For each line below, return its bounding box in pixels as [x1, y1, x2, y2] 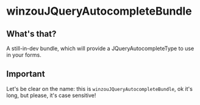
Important [6, 69, 45, 79]
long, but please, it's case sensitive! [6, 92, 96, 99]
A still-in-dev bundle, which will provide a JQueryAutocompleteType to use [6, 45, 195, 52]
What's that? [6, 29, 57, 39]
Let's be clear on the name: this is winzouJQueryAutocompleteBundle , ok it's [6, 85, 193, 92]
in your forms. [6, 51, 41, 59]
